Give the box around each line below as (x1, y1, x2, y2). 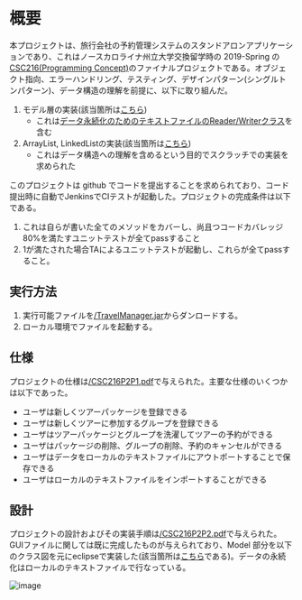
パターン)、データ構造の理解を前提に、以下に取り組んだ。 (16, 85, 233, 96)
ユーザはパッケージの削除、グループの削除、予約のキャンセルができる (22, 439, 283, 451)
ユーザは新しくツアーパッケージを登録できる (22, 406, 188, 417)
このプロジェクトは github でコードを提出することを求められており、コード (9, 180, 290, 190)
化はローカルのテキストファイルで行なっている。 (9, 562, 191, 573)
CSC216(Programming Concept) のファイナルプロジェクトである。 (9, 62, 255, 73)
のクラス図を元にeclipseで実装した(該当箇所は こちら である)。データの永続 (9, 551, 287, 562)
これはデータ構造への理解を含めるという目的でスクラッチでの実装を (35, 149, 289, 160)
